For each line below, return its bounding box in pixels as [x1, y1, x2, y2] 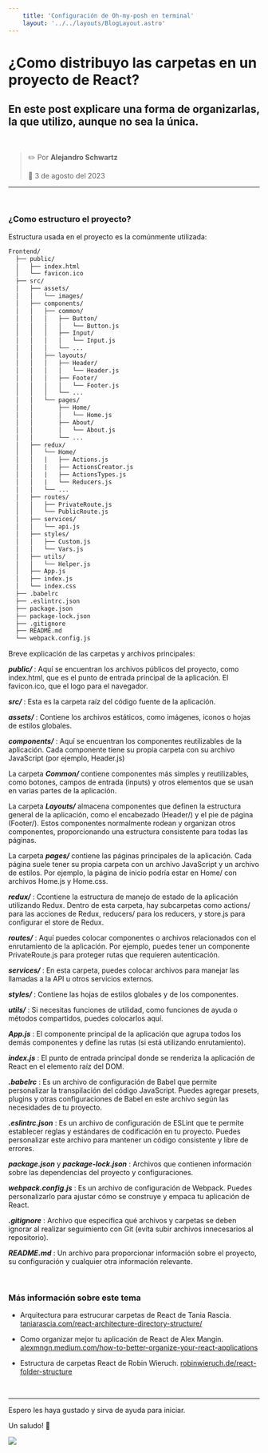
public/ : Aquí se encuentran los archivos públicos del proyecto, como [8, 664, 239, 674]
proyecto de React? [8, 70, 140, 89]
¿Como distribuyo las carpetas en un [8, 54, 258, 72]
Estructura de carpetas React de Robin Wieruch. [19, 1359, 179, 1368]
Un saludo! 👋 [8, 1421, 50, 1431]
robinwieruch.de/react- [180, 1359, 257, 1368]
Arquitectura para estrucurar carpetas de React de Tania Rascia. [19, 1311, 231, 1320]
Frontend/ [8, 247, 41, 255]
